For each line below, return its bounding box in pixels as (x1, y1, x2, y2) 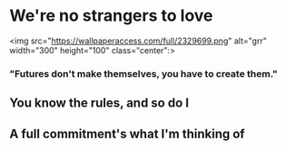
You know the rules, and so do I (9, 96, 189, 111)
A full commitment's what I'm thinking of (9, 126, 245, 141)
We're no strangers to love (9, 5, 213, 26)
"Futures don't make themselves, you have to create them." (9, 67, 279, 80)
